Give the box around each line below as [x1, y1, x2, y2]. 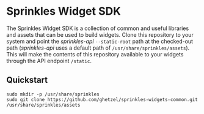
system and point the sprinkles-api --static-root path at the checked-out [6, 37, 194, 45]
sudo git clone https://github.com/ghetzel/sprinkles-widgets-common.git [6, 96, 199, 102]
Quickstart [6, 75, 48, 85]
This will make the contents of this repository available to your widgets [6, 50, 184, 58]
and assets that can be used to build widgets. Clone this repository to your [6, 31, 194, 38]
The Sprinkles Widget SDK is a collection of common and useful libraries [6, 25, 189, 32]
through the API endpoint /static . [6, 57, 92, 64]
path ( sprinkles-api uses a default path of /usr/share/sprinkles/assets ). [6, 44, 190, 51]
